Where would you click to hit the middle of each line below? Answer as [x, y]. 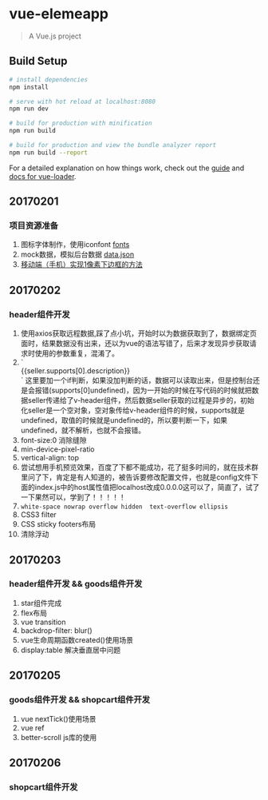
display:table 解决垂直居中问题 [71, 650]
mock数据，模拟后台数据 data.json [77, 255]
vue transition [43, 622]
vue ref [32, 727]
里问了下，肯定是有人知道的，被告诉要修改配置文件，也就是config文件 [136, 477]
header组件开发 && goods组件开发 [76, 584]
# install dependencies [49, 80]
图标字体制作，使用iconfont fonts [75, 245]
